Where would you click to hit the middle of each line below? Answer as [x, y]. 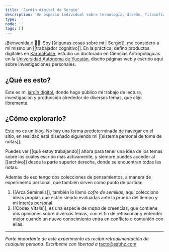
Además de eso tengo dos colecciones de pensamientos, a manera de [78, 177]
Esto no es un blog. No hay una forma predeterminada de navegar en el [79, 131]
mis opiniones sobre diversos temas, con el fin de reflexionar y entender [87, 213]
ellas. [18, 224]
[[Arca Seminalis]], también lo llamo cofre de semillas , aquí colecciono [86, 192]
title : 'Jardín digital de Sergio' [43, 10]
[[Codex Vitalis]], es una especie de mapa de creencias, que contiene [85, 208]
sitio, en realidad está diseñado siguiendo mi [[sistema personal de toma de [83, 136]
